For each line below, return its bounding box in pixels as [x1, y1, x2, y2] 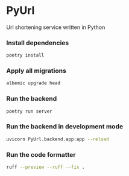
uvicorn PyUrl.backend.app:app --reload [6, 136, 110, 142]
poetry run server [6, 108, 52, 115]
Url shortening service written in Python [6, 24, 105, 31]
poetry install [6, 52, 45, 58]
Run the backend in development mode [6, 122, 124, 131]
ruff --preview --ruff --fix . [6, 164, 85, 170]
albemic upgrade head [6, 80, 61, 86]
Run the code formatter [6, 150, 76, 159]
